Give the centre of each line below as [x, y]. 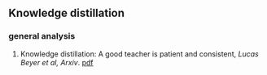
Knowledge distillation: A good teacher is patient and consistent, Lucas [139, 54]
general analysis [42, 36]
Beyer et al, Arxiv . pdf [57, 62]
